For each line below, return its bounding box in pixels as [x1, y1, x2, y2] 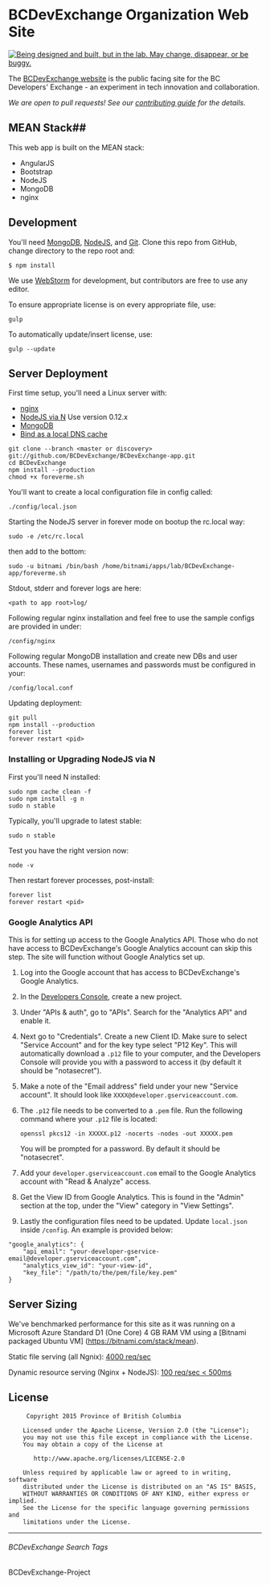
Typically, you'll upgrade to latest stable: [8, 815, 142, 825]
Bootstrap [19, 167, 53, 176]
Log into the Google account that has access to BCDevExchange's [19, 967, 240, 977]
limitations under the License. [22, 1517, 131, 1526]
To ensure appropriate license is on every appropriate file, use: [8, 300, 216, 309]
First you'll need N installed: [8, 772, 100, 782]
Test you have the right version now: [8, 845, 129, 855]
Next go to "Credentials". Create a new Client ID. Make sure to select [19, 1031, 247, 1041]
